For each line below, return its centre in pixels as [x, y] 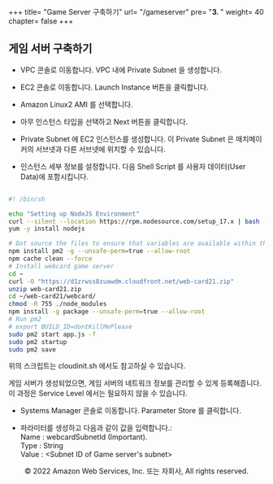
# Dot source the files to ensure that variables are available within [132, 244]
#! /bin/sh [27, 199]
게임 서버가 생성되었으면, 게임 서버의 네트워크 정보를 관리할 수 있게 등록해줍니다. [135, 383]
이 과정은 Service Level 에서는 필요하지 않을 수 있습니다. [98, 394]
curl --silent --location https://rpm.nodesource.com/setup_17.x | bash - [138, 221]
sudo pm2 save [32, 349]
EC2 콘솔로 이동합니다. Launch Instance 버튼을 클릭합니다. [114, 87]
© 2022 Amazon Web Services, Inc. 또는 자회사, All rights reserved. [136, 471]
